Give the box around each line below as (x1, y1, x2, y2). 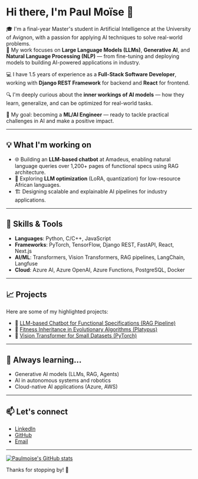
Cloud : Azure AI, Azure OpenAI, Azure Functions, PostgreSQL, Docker (14, 266, 186, 273)
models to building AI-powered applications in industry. (6, 59, 140, 66)
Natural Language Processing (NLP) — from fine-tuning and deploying (6, 53, 180, 60)
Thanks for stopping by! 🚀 (6, 467, 69, 473)
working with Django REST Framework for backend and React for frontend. (6, 79, 190, 86)
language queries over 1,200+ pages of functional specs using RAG (14, 162, 179, 169)
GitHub (14, 432, 32, 438)
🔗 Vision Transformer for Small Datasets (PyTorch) (14, 332, 137, 339)
